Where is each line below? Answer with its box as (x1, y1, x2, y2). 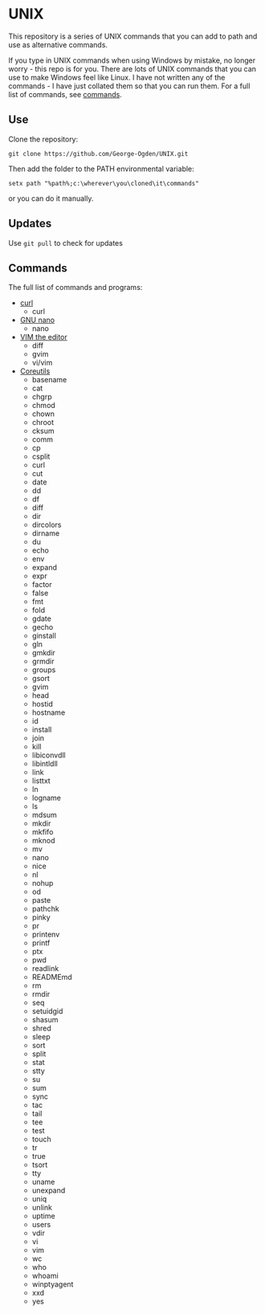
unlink (31, 1202, 52, 1213)
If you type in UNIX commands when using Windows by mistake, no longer (8, 55, 255, 65)
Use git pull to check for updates (8, 238, 123, 247)
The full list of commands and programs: (8, 283, 143, 292)
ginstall (31, 631, 56, 641)
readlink (31, 964, 59, 973)
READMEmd (31, 973, 72, 982)
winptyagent (31, 1279, 74, 1289)
